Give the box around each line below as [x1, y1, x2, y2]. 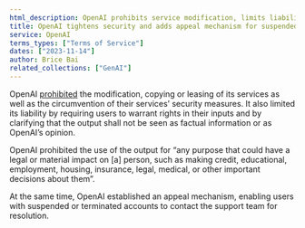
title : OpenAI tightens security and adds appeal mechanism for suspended [9, 22, 299, 31]
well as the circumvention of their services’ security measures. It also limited [9, 98, 296, 109]
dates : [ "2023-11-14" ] [9, 47, 95, 56]
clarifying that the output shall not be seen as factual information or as [9, 117, 272, 128]
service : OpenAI [9, 30, 71, 39]
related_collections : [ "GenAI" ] [9, 64, 132, 73]
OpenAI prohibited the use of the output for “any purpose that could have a [9, 144, 290, 155]
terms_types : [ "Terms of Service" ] [9, 38, 144, 48]
